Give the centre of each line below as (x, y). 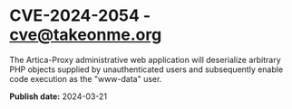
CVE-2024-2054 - (80, 16)
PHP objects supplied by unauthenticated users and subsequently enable (146, 69)
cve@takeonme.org (86, 35)
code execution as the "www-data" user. (86, 78)
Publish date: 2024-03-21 (58, 96)
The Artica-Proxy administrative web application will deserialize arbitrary (145, 59)
